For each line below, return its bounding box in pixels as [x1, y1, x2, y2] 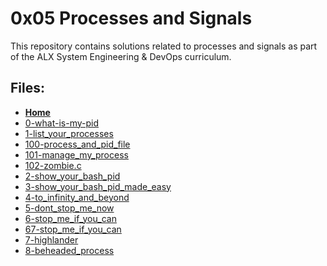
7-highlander [24, 233, 79, 246]
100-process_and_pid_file [24, 138, 131, 150]
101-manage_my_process [24, 148, 129, 161]
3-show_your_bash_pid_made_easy [24, 180, 172, 192]
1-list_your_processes [24, 127, 114, 139]
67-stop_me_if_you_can [24, 223, 122, 235]
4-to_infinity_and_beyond [24, 191, 130, 203]
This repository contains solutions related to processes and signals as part [10, 40, 318, 52]
